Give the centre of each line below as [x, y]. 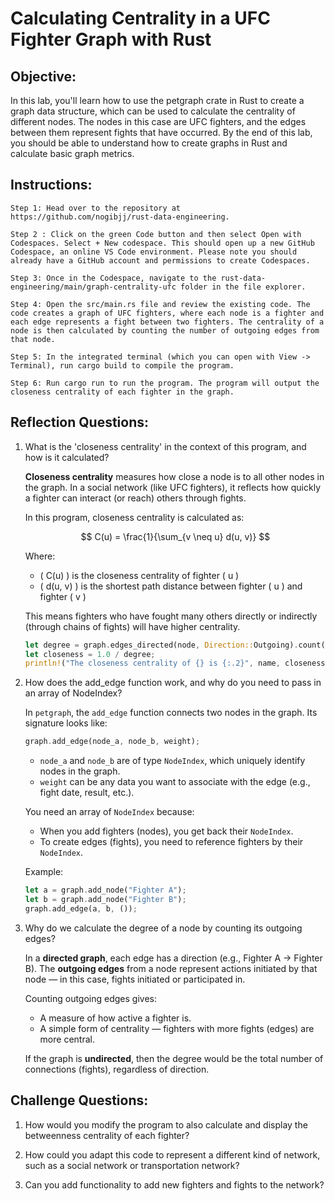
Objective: [43, 76]
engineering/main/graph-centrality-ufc [93, 287]
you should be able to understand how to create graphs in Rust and [149, 143]
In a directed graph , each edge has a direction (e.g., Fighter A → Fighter [173, 958]
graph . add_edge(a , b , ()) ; [81, 908]
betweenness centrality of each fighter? [107, 1135]
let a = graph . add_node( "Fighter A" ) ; [105, 890]
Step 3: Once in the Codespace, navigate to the [113, 278]
